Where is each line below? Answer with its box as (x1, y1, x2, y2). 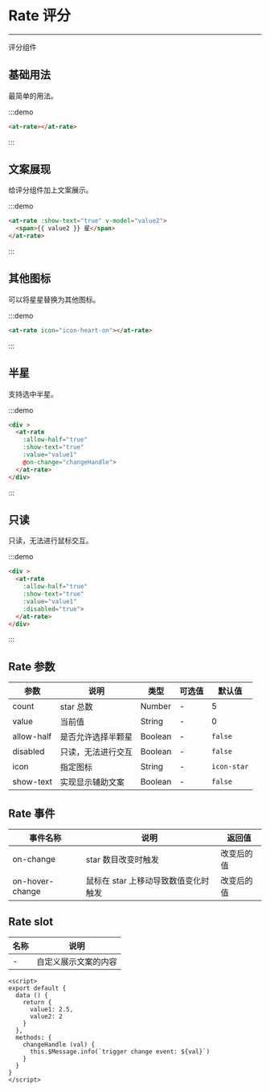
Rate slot (8, 915, 54, 929)
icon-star (211, 762, 249, 772)
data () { (15, 991, 48, 999)
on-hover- (12, 876, 55, 887)
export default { (8, 984, 67, 992)
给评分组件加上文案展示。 (8, 185, 93, 195)
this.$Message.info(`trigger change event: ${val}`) (29, 1047, 211, 1056)
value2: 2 (29, 1012, 63, 1020)
